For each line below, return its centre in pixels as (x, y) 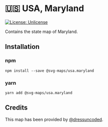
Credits (16, 108)
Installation (22, 47)
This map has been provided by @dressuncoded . (54, 119)
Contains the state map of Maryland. (42, 32)
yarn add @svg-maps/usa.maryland (39, 93)
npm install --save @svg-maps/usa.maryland (50, 71)
